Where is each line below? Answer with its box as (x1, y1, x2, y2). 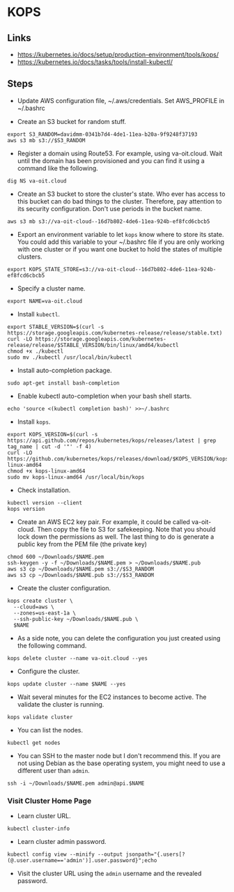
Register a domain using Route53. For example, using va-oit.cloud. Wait (17, 149, 223, 157)
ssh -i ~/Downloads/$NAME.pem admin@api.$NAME (7, 780, 145, 787)
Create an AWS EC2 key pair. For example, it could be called (17, 517, 190, 526)
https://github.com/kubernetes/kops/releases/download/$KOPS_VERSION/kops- (7, 455, 232, 462)
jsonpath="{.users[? (125, 851, 186, 858)
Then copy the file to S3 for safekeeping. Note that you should (37, 525, 216, 533)
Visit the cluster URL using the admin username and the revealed (17, 869, 202, 878)
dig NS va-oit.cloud (7, 177, 68, 185)
